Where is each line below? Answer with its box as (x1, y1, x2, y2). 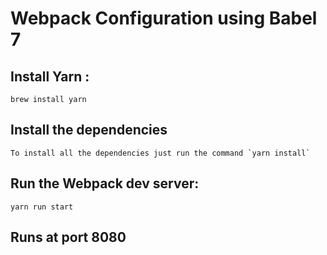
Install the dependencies (10, 122, 168, 139)
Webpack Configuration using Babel (10, 7, 318, 30)
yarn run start (10, 202, 74, 212)
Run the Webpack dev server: (10, 175, 200, 192)
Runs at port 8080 (10, 229, 127, 246)
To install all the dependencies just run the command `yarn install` (10, 148, 311, 158)
